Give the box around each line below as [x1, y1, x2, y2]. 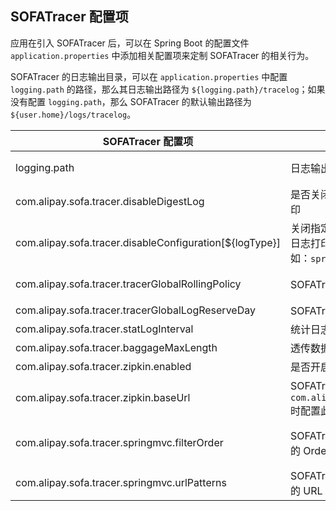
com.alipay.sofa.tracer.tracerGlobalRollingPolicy [15, 277, 242, 291]
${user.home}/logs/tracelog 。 [10, 108, 137, 120]
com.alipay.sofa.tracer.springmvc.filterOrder [15, 435, 224, 449]
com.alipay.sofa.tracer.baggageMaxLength [15, 340, 218, 354]
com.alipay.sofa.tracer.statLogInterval [15, 322, 194, 336]
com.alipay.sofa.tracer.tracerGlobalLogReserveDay [15, 303, 256, 317]
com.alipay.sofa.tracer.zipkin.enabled [15, 359, 192, 373]
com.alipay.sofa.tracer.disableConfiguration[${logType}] [15, 235, 282, 249]
